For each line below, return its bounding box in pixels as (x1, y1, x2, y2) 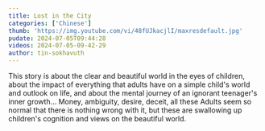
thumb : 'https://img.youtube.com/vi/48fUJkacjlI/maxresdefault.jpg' (8, 27, 243, 35)
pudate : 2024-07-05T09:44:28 (8, 34, 106, 43)
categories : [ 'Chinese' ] (8, 19, 92, 27)
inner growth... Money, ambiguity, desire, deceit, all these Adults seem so (8, 97, 252, 106)
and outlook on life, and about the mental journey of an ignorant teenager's (8, 88, 258, 97)
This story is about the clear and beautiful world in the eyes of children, (8, 72, 246, 80)
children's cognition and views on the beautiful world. (8, 114, 187, 123)
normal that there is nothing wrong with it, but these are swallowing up (8, 105, 242, 115)
